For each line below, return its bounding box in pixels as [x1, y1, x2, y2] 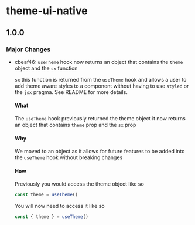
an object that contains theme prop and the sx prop [14, 122, 136, 129]
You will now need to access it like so [14, 203, 105, 210]
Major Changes [6, 45, 51, 53]
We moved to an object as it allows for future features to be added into [14, 148, 185, 155]
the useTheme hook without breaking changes [14, 154, 123, 161]
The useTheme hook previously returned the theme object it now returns [14, 115, 186, 122]
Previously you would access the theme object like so [14, 180, 145, 187]
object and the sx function [14, 65, 78, 72]
